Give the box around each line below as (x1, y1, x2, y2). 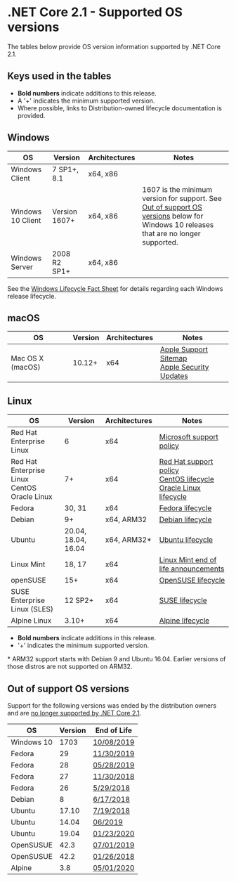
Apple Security (160, 363, 209, 372)
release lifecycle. (7, 292, 56, 300)
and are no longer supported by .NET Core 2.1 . (7, 709, 142, 717)
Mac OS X (11, 354, 44, 363)
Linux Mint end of (159, 555, 217, 565)
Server (11, 261, 33, 271)
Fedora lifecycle (159, 503, 212, 513)
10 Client (11, 215, 41, 225)
